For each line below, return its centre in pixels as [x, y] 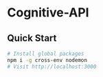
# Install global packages [46, 54]
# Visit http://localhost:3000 [52, 67]
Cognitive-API [48, 13]
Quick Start [32, 38]
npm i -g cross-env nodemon [47, 60]
